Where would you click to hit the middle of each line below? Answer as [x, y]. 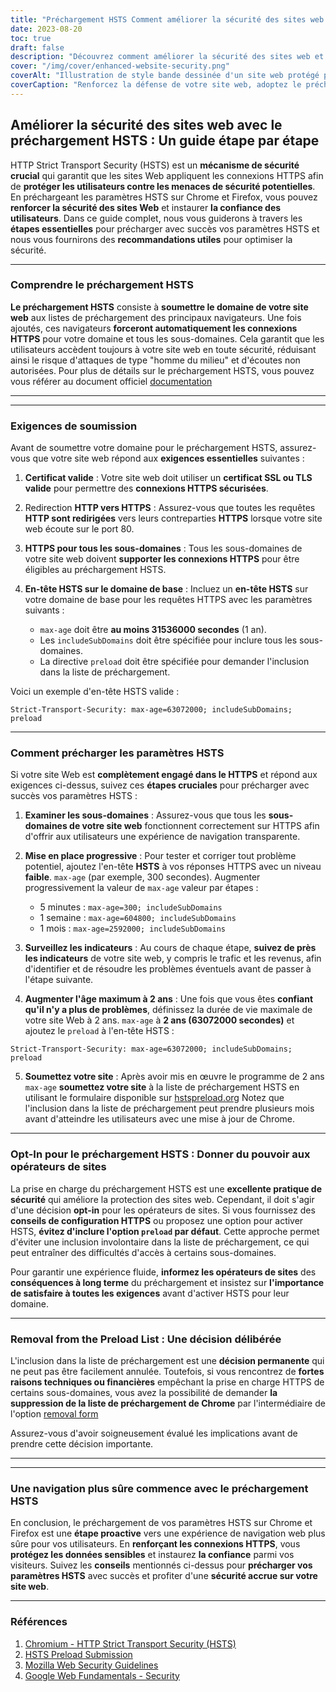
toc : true [31, 38]
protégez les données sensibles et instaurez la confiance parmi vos [152, 1555]
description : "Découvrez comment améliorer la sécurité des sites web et [167, 57]
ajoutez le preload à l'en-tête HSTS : [99, 1031]
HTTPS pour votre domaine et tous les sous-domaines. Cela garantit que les [167, 338]
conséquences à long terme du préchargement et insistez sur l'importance [167, 1282]
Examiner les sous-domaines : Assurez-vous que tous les [145, 815]
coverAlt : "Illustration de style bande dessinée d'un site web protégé [165, 76]
